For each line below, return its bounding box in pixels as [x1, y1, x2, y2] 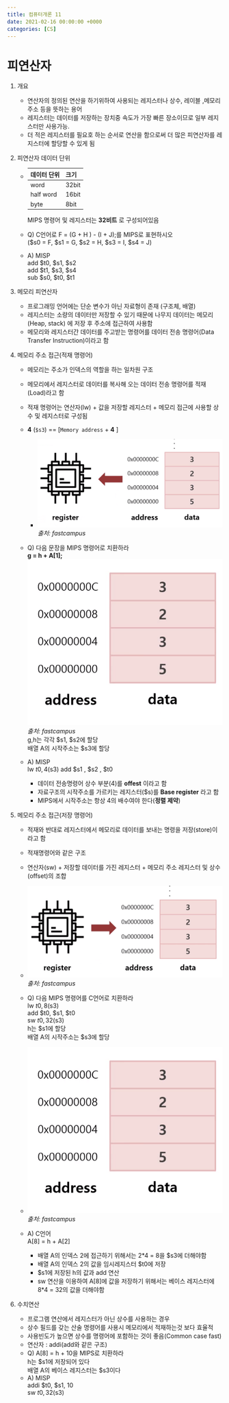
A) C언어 [27, 1229, 51, 1237]
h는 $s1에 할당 [27, 1024, 66, 1032]
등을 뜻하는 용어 [40, 105, 83, 113]
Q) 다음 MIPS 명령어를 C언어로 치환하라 [27, 994, 134, 1002]
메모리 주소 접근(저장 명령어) [16, 811, 94, 819]
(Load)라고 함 [27, 389, 65, 397]
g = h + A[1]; [27, 552, 63, 560]
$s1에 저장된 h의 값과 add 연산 [37, 1268, 120, 1276]
